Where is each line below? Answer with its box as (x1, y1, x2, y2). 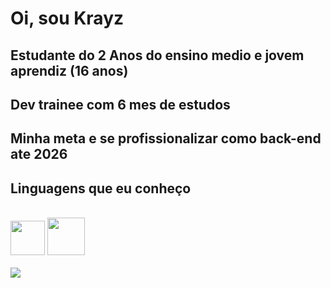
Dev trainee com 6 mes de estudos (10, 96, 231, 113)
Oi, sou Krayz (10, 7, 125, 30)
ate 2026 (10, 146, 68, 163)
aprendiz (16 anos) (10, 62, 129, 79)
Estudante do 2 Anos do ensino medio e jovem (10, 47, 305, 64)
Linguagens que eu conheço (10, 180, 192, 197)
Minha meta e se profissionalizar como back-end (10, 130, 322, 147)
